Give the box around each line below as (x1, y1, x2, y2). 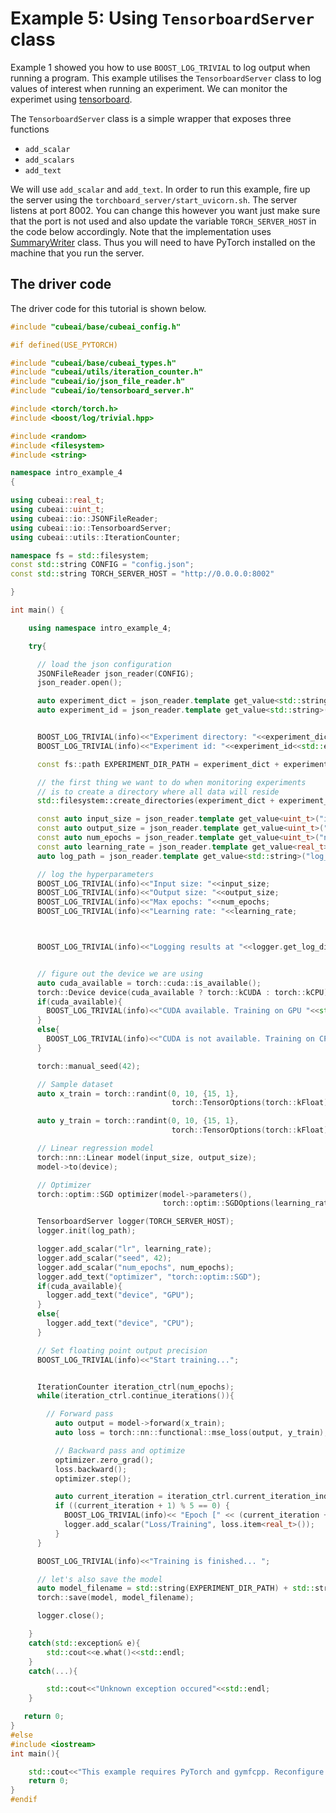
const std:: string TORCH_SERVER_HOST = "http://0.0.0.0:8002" (10, 569, 275, 579)
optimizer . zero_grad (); (54, 1455, 155, 1465)
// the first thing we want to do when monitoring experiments (36, 777, 307, 787)
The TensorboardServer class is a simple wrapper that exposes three (10, 112, 292, 124)
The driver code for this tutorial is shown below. (10, 302, 207, 314)
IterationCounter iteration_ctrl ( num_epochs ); (36, 1382, 235, 1392)
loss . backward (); (54, 1464, 128, 1474)
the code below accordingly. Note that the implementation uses (10, 225, 272, 237)
